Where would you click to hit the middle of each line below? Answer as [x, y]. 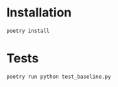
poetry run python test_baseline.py [59, 77]
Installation [39, 13]
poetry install [28, 31]
